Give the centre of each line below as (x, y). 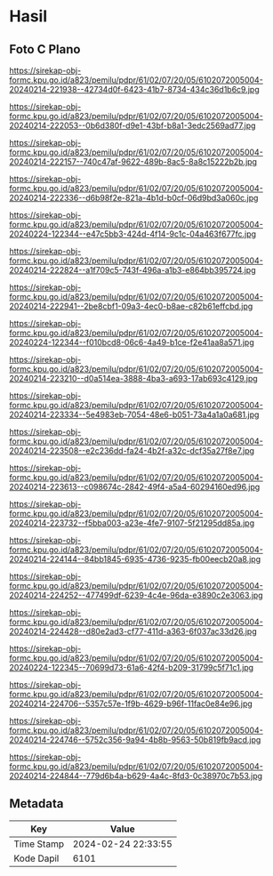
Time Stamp (39, 844)
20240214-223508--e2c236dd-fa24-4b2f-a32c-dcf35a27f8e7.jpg (132, 450)
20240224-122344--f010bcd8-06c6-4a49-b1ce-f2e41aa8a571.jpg (132, 342)
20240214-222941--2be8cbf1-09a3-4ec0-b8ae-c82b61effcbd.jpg (131, 306)
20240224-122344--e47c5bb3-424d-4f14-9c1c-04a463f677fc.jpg (132, 234)
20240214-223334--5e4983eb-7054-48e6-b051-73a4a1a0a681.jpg (134, 414)
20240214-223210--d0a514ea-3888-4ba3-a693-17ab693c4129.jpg (133, 378)
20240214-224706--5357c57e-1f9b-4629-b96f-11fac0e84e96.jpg (131, 703)
